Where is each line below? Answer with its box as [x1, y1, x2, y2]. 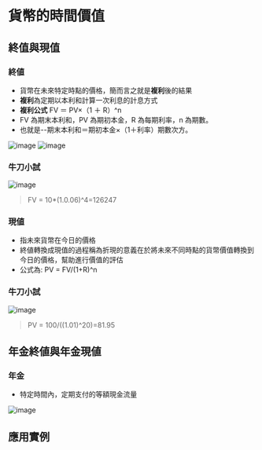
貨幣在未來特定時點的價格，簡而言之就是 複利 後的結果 [19, 86, 193, 95]
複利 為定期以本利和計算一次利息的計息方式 [19, 95, 158, 104]
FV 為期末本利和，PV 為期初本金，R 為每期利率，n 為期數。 [19, 115, 213, 124]
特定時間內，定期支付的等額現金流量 [19, 390, 138, 399]
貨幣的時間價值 [8, 7, 105, 25]
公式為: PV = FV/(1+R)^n [19, 265, 98, 275]
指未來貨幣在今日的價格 [19, 236, 96, 245]
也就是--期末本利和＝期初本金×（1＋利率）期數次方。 [19, 125, 193, 134]
